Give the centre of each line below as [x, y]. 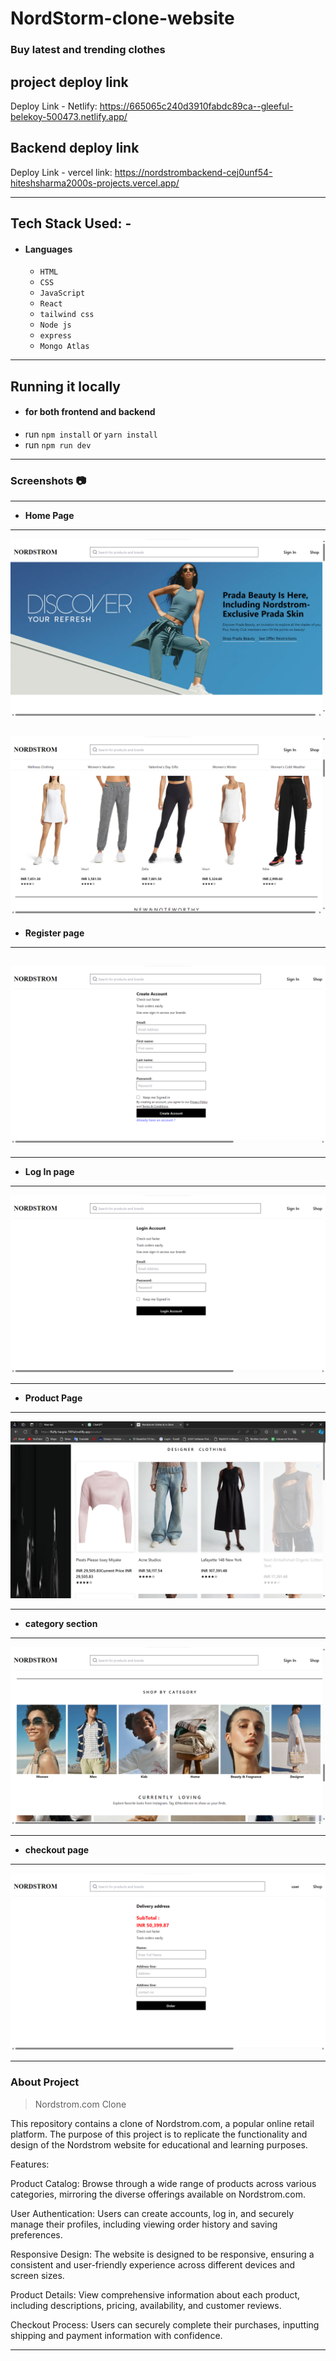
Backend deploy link [75, 148]
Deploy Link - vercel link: [61, 172]
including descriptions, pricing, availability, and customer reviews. [146, 2305]
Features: [30, 2164]
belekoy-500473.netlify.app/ [69, 116]
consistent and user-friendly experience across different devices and [153, 2264]
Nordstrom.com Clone [80, 2104]
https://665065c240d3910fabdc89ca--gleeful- [196, 106]
